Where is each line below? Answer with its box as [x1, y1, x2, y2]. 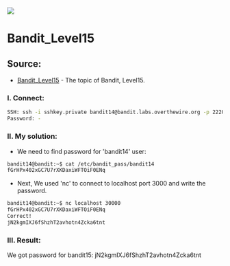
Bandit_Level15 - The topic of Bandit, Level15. [16, 76, 145, 85]
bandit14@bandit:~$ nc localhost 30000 [7, 200, 121, 207]
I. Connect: [7, 93, 44, 103]
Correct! [7, 213, 32, 220]
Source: [7, 58, 42, 69]
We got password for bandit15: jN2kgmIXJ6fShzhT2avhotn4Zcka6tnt [7, 251, 202, 259]
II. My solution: [7, 131, 58, 141]
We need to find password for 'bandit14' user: [16, 147, 146, 155]
